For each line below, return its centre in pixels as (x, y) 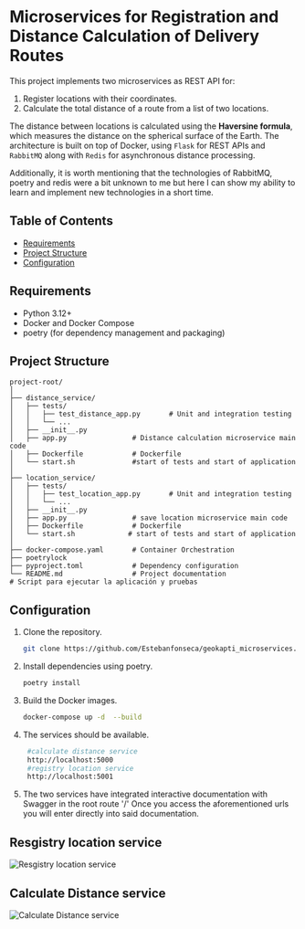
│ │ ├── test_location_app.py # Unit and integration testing (151, 494)
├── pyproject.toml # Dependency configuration (124, 566)
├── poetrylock (38, 558)
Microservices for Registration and (144, 17)
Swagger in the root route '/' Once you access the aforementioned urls (156, 804)
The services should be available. (86, 734)
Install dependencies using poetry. (88, 666)
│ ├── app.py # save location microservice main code (148, 518)
